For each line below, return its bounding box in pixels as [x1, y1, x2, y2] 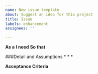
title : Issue [5, 16, 33, 21]
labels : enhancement [5, 21, 49, 26]
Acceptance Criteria [5, 63, 49, 69]
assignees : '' [5, 26, 35, 31]
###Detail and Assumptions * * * [5, 53, 73, 60]
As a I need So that [5, 44, 46, 50]
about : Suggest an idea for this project [5, 12, 93, 17]
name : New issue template [5, 7, 59, 12]
